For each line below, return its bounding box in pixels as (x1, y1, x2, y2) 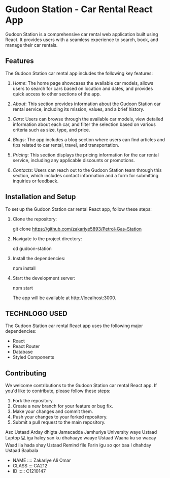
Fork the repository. (12, 398, 54, 404)
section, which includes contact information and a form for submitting (12, 172, 159, 178)
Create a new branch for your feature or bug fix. (12, 403, 113, 409)
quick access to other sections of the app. (12, 90, 101, 97)
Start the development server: (12, 275, 76, 281)
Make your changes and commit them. (12, 408, 93, 415)
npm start (12, 284, 33, 291)
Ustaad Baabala (5, 448, 39, 454)
